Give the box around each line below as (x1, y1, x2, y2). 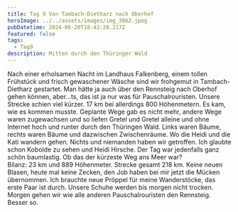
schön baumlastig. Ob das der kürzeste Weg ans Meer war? (7, 152, 183, 161)
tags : (7, 37, 23, 44)
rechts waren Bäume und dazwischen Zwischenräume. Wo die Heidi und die (7, 129, 231, 139)
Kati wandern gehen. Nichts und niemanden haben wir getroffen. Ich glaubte (7, 137, 232, 146)
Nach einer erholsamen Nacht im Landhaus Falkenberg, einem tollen (7, 69, 208, 78)
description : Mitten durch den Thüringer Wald (7, 51, 148, 58)
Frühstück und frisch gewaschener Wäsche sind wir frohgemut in (7, 77, 199, 85)
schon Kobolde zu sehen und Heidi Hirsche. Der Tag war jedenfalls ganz (7, 145, 220, 154)
